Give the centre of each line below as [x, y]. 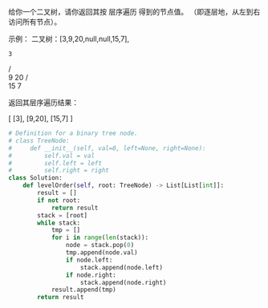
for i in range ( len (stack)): [100, 238]
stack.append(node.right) [123, 282]
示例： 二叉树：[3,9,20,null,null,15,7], [69, 39]
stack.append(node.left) [121, 267]
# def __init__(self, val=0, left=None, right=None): [107, 148]
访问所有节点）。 [35, 22]
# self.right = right [59, 171]
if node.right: [91, 275]
